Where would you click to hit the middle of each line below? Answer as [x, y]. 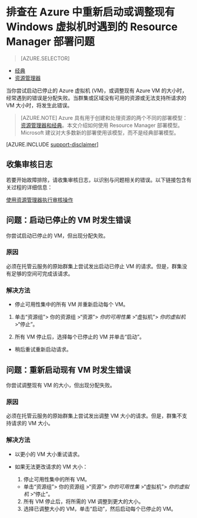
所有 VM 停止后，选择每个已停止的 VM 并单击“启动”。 [80, 337]
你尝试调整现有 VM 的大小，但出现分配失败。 [61, 385]
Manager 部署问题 [51, 42]
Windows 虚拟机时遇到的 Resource [92, 27]
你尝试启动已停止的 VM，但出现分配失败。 [57, 235]
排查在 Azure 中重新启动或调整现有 [91, 12]
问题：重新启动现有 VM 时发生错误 [69, 370]
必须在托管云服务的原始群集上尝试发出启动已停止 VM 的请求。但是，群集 [94, 266]
